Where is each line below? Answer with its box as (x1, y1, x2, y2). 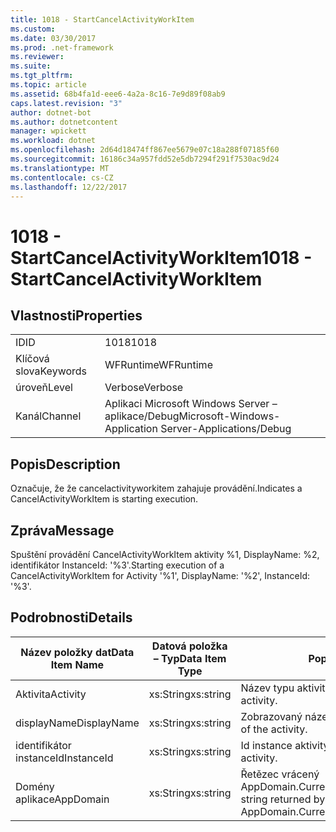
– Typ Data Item (153, 651, 227, 665)
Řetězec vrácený (240, 767, 320, 781)
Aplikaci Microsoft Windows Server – (104, 397, 278, 411)
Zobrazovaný (240, 709, 303, 723)
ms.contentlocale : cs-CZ (10, 172, 114, 183)
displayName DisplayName (15, 716, 140, 730)
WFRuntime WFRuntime (104, 358, 213, 372)
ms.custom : (10, 24, 56, 34)
